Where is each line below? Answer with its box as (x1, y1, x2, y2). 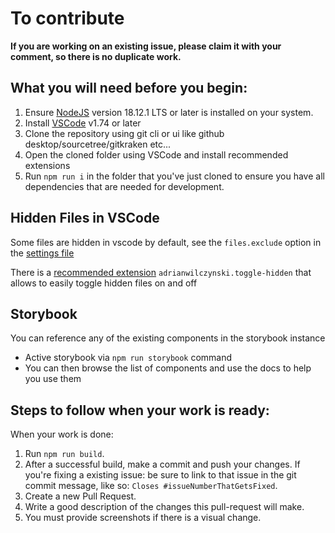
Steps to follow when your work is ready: (10, 402, 270, 419)
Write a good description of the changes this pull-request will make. (24, 501, 305, 513)
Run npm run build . (24, 448, 105, 460)
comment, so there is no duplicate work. (10, 50, 182, 62)
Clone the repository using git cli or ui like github (24, 127, 225, 139)
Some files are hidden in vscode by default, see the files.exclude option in (10, 236, 322, 248)
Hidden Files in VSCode (10, 210, 160, 227)
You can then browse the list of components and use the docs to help (24, 362, 312, 374)
